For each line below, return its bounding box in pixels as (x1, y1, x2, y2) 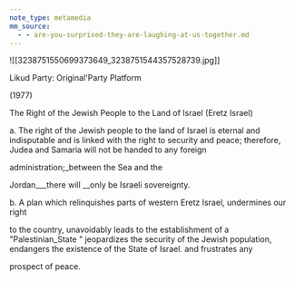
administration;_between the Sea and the (9, 162, 163, 173)
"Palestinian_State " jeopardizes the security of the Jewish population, (9, 234, 272, 245)
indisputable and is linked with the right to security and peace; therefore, (9, 135, 281, 146)
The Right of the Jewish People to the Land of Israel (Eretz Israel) (9, 108, 253, 119)
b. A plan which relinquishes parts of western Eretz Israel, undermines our (9, 197, 287, 208)
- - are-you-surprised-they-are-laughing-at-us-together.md (17, 30, 250, 39)
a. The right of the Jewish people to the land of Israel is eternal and (9, 125, 261, 136)
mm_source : (9, 22, 51, 31)
